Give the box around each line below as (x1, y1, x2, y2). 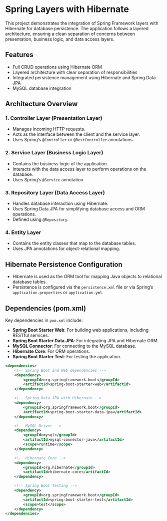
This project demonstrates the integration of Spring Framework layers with (5, 20, 158, 26)
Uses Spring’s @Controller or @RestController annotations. (12, 137, 134, 143)
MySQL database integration (12, 85, 71, 91)
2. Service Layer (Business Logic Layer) (5, 149, 103, 156)
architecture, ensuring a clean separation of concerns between (5, 31, 135, 37)
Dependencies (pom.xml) (5, 304, 86, 313)
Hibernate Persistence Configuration (5, 260, 122, 269)
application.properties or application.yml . (12, 290, 104, 296)
